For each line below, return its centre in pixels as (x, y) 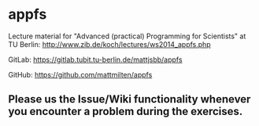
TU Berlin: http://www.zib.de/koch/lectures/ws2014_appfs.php (109, 44)
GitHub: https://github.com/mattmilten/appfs (80, 74)
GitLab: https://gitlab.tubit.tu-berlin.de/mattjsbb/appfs (95, 59)
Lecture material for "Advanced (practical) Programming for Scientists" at (127, 36)
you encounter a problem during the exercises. (126, 112)
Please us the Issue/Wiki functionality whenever (129, 99)
